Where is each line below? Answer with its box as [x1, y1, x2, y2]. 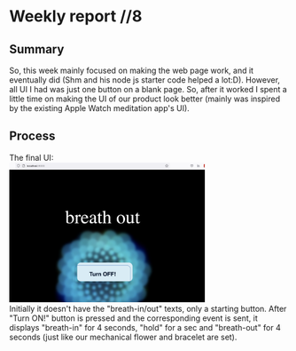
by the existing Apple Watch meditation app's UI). [9, 103, 191, 113]
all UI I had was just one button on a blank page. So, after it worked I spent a [9, 84, 288, 94]
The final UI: [9, 152, 54, 163]
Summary [9, 42, 65, 57]
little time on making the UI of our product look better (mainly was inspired [9, 93, 281, 104]
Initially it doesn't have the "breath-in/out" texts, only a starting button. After [9, 304, 287, 314]
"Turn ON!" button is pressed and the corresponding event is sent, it [9, 313, 259, 323]
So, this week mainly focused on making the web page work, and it [9, 65, 254, 76]
